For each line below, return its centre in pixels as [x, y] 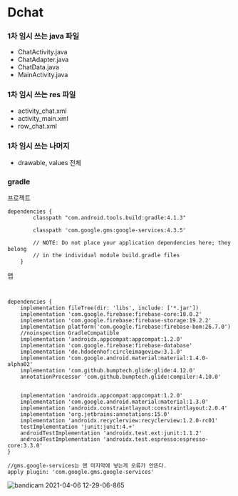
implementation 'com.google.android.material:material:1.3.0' [114, 402]
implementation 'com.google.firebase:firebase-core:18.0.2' [111, 314]
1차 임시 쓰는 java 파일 [43, 36]
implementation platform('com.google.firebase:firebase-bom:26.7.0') [126, 327]
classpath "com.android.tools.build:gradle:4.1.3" [110, 218]
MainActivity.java [43, 75]
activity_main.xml [43, 118]
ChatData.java [38, 67]
